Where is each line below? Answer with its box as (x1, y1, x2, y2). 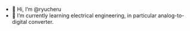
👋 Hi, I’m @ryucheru (11, 6, 62, 13)
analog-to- (158, 12, 185, 19)
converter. (28, 18, 54, 25)
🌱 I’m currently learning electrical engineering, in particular (11, 12, 157, 19)
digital (11, 18, 27, 25)
